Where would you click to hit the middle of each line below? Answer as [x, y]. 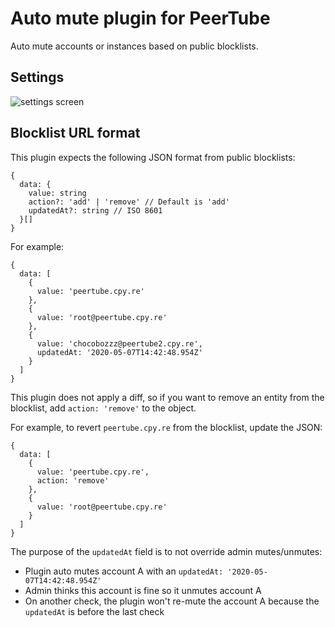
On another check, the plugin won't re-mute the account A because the [172, 601]
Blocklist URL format [75, 133]
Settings [37, 77]
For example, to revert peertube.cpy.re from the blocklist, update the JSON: [166, 427]
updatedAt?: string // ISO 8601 [95, 210]
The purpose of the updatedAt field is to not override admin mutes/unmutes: [166, 551]
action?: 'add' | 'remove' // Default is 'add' [129, 202]
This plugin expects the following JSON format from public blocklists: [153, 157]
